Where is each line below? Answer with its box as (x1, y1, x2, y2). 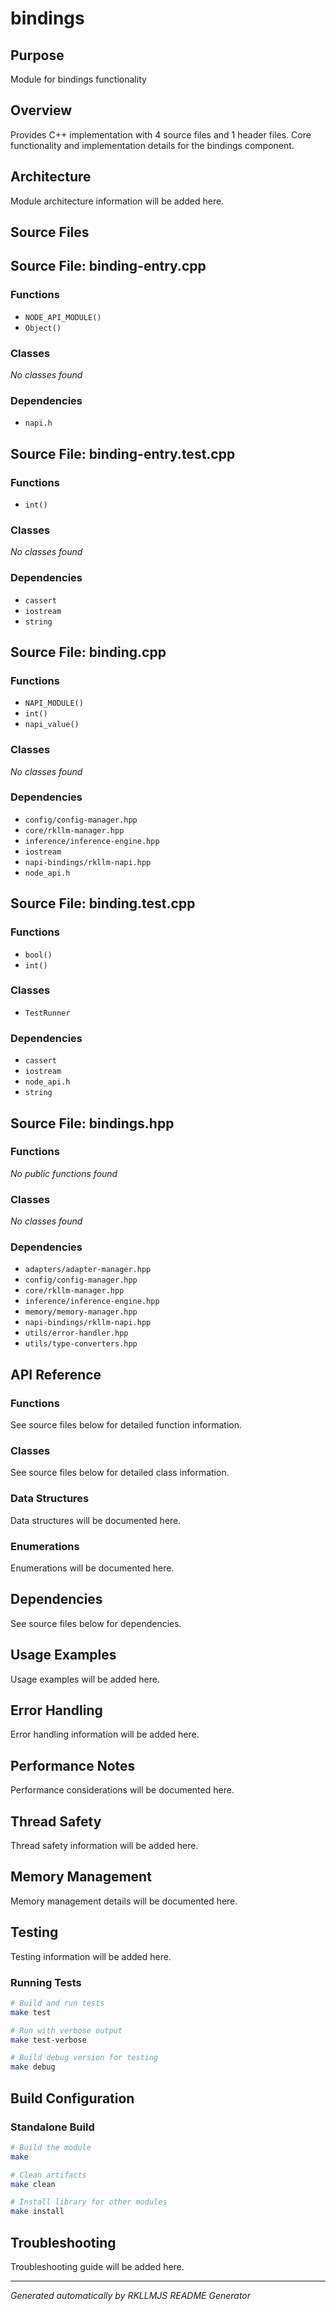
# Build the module (10, 2142, 92, 2152)
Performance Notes (10, 1757, 136, 1774)
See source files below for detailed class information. (10, 1467, 230, 1479)
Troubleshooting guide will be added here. (10, 2260, 185, 2272)
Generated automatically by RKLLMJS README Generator (10, 2289, 252, 2301)
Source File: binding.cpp (10, 643, 167, 661)
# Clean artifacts (10, 2170, 87, 2180)
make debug (10, 2062, 56, 2072)
